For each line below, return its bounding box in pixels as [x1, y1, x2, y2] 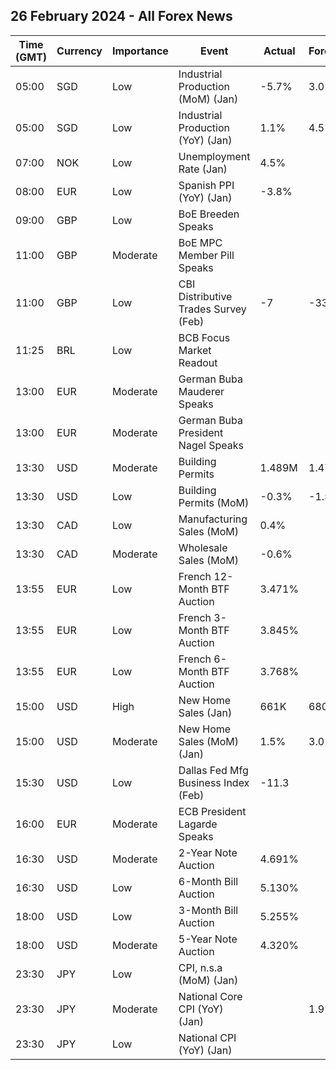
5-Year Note [178, 932, 238, 946]
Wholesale [178, 540, 228, 554]
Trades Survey [178, 302, 247, 316]
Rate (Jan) [178, 162, 228, 176]
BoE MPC [178, 235, 223, 249]
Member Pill [178, 248, 235, 262]
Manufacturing [178, 512, 248, 526]
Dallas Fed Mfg [178, 763, 249, 777]
